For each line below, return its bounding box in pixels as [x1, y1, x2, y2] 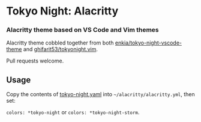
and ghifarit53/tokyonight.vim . [23, 46, 98, 53]
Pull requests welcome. [6, 57, 64, 64]
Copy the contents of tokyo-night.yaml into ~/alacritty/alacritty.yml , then [6, 91, 195, 98]
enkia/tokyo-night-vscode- [115, 39, 182, 46]
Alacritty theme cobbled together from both [6, 39, 114, 46]
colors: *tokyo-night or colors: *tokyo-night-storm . [6, 109, 140, 116]
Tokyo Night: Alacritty [6, 4, 119, 18]
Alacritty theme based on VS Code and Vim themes [6, 26, 159, 34]
